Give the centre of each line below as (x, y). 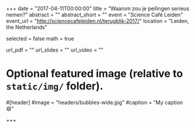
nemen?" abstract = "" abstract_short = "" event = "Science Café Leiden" (95, 15)
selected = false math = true (40, 38)
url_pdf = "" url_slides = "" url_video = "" (55, 50)
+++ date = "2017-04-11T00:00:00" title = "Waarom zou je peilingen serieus (97, 9)
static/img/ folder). (55, 86)
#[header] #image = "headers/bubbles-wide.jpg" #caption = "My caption (95, 102)
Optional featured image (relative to (95, 74)
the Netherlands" (27, 27)
